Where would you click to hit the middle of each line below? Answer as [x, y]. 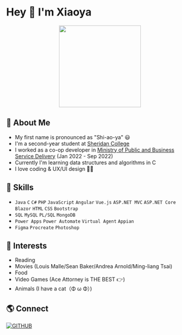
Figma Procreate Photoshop [47, 228]
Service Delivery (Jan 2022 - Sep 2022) [64, 156]
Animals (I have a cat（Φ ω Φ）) [53, 289]
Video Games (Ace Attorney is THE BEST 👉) [70, 280]
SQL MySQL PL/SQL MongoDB [45, 215]
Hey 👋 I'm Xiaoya [49, 12]
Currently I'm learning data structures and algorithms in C [85, 162]
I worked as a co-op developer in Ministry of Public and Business [94, 150]
